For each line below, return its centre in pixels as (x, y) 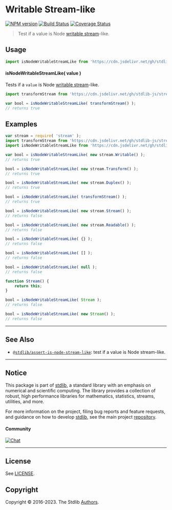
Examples (21, 124)
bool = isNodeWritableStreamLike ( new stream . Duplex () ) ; (68, 183)
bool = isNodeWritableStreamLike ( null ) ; (51, 267)
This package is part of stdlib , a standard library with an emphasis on (78, 385)
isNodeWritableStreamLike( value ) (43, 73)
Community (18, 429)
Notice (16, 373)
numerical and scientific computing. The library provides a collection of (81, 391)
